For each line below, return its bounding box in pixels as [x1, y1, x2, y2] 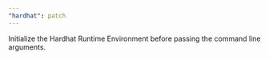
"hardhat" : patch [8, 11, 66, 20]
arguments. [8, 42, 46, 52]
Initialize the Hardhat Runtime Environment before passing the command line [8, 34, 262, 43]
